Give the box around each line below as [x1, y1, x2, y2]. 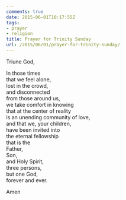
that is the [6, 139, 31, 146]
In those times [6, 69, 41, 77]
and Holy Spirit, [6, 158, 44, 165]
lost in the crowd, [6, 82, 49, 89]
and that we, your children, [6, 120, 72, 127]
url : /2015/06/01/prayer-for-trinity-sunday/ [6, 42, 120, 48]
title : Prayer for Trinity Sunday [6, 36, 92, 42]
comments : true [6, 8, 44, 15]
